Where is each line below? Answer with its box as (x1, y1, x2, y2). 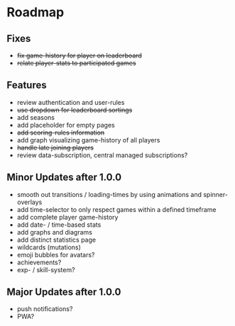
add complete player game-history (16, 213, 119, 221)
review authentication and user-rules (16, 98, 125, 106)
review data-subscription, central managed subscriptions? (16, 150, 188, 159)
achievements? (16, 258, 62, 266)
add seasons (16, 113, 55, 121)
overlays (16, 198, 43, 206)
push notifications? (16, 305, 73, 313)
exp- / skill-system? (16, 265, 75, 274)
